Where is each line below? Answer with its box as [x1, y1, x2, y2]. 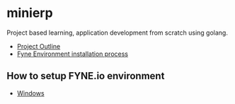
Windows [16, 88, 45, 97]
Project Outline [16, 42, 61, 50]
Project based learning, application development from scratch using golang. [6, 28, 228, 37]
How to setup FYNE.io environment [6, 70, 165, 82]
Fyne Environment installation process [16, 50, 129, 58]
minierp [6, 5, 54, 21]
